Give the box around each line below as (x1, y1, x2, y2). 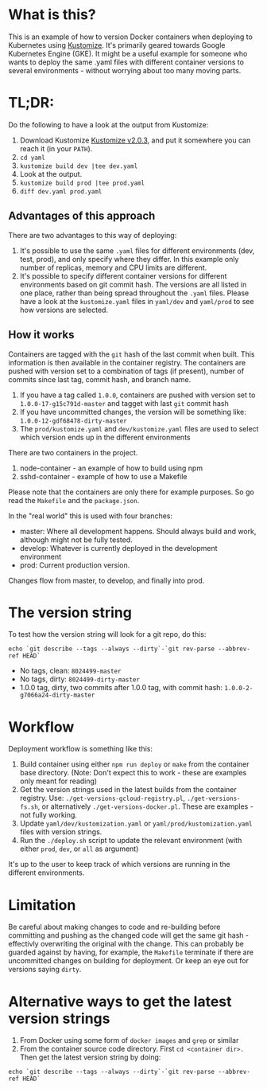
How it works (8, 328, 75, 342)
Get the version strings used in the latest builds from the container (19, 785, 237, 794)
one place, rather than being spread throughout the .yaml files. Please (19, 288, 250, 298)
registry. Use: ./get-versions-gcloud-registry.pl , (19, 794, 185, 803)
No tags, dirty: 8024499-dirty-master (19, 674, 141, 684)
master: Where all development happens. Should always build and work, (19, 526, 257, 536)
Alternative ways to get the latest (8, 993, 232, 1010)
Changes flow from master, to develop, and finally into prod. (8, 576, 205, 585)
